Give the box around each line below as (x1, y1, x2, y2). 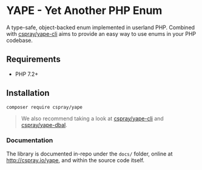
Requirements (6, 54, 61, 64)
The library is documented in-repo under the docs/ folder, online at (6, 150, 173, 157)
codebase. (6, 36, 33, 44)
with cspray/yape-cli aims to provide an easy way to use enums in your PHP (6, 30, 197, 37)
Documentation (6, 136, 53, 144)
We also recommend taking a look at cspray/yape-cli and (21, 115, 164, 122)
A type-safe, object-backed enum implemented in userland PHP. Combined (6, 24, 195, 31)
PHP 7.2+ (15, 70, 39, 78)
